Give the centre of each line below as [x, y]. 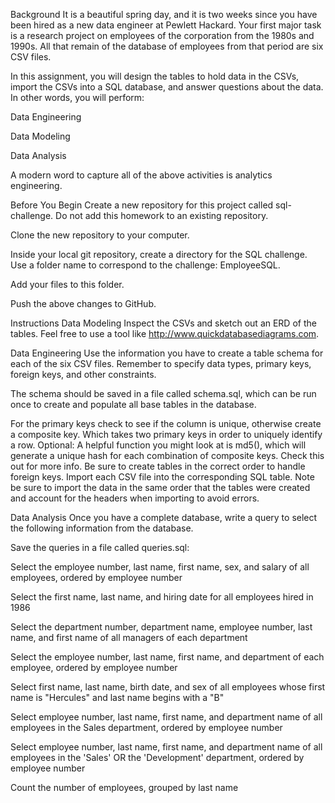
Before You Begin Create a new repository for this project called [142, 205]
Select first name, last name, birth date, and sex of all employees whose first [168, 687]
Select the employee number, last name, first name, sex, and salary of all [160, 567]
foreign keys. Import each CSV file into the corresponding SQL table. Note [162, 477]
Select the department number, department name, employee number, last [161, 627]
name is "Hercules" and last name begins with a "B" [117, 697]
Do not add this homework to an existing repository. [162, 215]
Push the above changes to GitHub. [83, 303]
